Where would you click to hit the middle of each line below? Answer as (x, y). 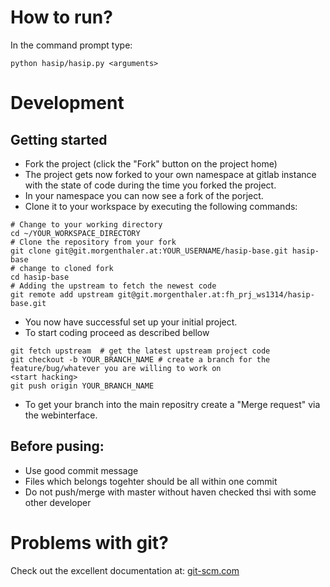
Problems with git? (89, 542)
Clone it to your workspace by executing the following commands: (161, 206)
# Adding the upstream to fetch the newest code (113, 286)
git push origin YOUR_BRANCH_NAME (82, 386)
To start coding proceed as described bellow (117, 332)
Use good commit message (81, 470)
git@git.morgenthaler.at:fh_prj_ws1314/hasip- (216, 294)
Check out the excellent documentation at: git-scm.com (125, 570)
